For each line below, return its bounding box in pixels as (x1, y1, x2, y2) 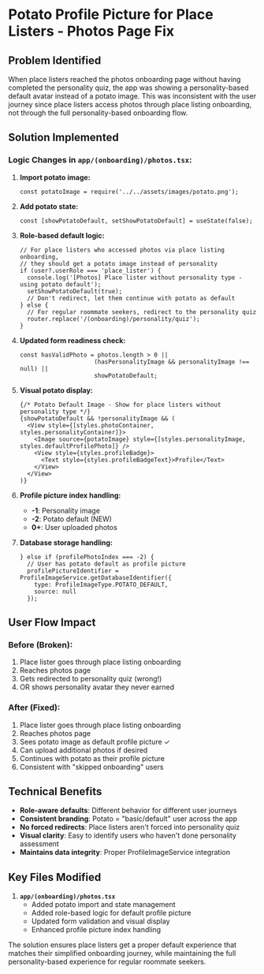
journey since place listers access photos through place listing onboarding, (8, 100, 252, 109)
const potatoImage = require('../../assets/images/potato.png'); (19, 188, 239, 196)
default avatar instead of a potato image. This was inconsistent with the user (8, 91, 257, 100)
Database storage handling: (19, 538, 113, 547)
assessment (19, 839, 59, 849)
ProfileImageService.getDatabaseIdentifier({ (19, 573, 172, 581)
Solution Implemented (8, 131, 120, 144)
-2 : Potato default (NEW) (31, 514, 113, 524)
